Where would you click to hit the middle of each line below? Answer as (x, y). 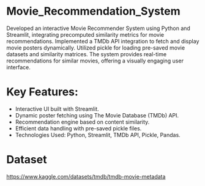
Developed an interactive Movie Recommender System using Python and (99, 28)
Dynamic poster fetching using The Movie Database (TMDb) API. (97, 115)
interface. (18, 67)
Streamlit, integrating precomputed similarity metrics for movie (85, 34)
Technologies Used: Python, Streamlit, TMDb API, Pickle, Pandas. (98, 135)
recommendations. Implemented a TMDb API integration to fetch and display (103, 41)
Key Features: (42, 92)
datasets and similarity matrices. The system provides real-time (87, 54)
